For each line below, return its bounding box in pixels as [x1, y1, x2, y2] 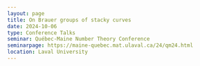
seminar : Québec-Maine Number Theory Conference [7, 36, 150, 43]
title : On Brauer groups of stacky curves [7, 16, 131, 23]
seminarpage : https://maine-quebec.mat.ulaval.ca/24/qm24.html [7, 42, 194, 49]
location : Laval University [7, 49, 89, 56]
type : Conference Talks [7, 29, 76, 36]
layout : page [7, 10, 45, 17]
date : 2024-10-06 [7, 23, 57, 30]
